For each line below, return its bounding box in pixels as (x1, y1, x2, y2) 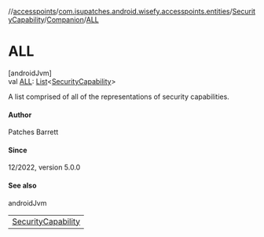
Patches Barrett (8, 127, 59, 137)
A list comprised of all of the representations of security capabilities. (8, 92, 229, 101)
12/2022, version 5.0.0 (8, 162, 81, 172)
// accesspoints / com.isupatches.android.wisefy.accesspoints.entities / (8, 7, 233, 16)
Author (8, 110, 32, 119)
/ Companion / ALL (44, 15, 100, 24)
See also (8, 180, 37, 190)
